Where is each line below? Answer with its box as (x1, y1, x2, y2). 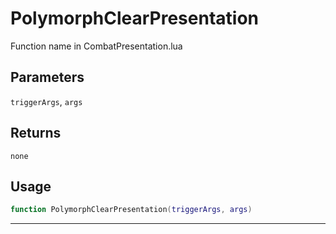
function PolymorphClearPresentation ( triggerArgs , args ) (10, 205, 253, 215)
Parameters (10, 69, 85, 86)
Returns (10, 125, 62, 142)
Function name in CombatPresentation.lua (10, 40, 183, 52)
